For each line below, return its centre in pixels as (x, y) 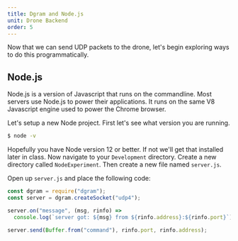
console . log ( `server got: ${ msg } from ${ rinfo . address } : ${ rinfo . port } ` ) (123, 217)
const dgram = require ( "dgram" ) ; (57, 191)
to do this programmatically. (48, 55)
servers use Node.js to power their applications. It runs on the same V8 (111, 102)
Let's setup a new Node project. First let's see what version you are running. (119, 123)
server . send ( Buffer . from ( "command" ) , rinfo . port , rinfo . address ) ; (107, 230)
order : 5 (20, 27)
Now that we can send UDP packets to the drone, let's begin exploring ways (118, 47)
